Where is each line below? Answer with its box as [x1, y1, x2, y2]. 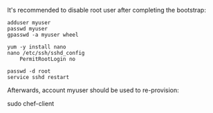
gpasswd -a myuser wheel [7, 31, 79, 38]
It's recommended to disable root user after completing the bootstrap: [7, 6, 206, 14]
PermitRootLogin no [19, 55, 76, 62]
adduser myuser [7, 19, 51, 26]
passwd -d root [7, 68, 51, 75]
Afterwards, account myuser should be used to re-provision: [7, 86, 180, 94]
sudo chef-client [7, 100, 55, 107]
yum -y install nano [7, 44, 67, 51]
